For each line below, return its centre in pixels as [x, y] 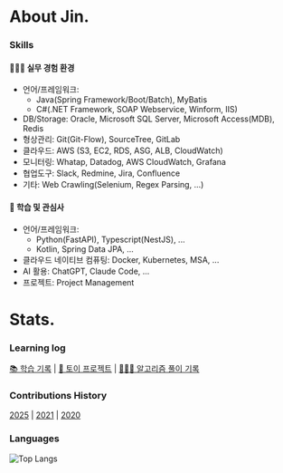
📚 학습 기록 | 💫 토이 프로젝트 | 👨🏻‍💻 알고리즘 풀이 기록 [104, 368]
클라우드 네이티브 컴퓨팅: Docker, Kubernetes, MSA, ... [121, 259]
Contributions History [58, 395]
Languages [35, 439]
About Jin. [49, 17]
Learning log [38, 348]
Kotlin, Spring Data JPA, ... [85, 249]
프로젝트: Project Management [78, 282]
